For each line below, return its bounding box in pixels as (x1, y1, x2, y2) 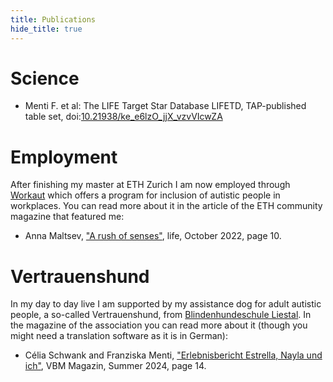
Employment (10, 146, 118, 168)
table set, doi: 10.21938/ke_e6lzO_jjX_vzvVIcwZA (24, 111, 223, 123)
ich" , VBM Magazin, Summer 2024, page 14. (24, 360, 207, 372)
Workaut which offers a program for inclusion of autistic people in (10, 189, 281, 201)
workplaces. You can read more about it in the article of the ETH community (10, 200, 323, 212)
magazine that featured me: (10, 211, 125, 223)
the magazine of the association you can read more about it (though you (10, 319, 308, 331)
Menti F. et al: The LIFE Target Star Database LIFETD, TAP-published (24, 100, 307, 112)
